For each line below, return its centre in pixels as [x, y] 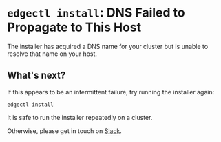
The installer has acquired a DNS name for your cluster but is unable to [108, 46]
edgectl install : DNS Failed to [96, 13]
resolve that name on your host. [52, 54]
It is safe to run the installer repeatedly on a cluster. [80, 117]
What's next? [36, 75]
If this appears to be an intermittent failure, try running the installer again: [111, 92]
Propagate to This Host [74, 27]
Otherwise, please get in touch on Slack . [64, 131]
